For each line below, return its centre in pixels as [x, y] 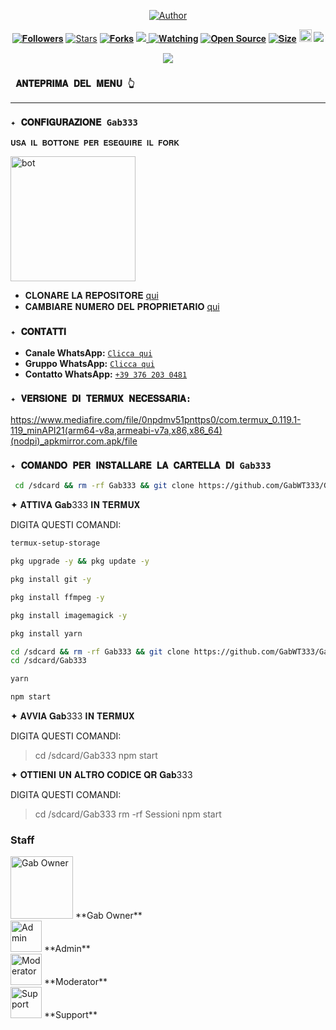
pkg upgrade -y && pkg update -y [80, 561]
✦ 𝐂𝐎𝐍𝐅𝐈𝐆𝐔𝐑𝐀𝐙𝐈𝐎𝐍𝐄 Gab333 [74, 123]
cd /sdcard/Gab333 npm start [96, 756]
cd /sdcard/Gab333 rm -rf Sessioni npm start [128, 814]
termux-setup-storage [55, 543]
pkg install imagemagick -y [69, 615]
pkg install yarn [46, 633]
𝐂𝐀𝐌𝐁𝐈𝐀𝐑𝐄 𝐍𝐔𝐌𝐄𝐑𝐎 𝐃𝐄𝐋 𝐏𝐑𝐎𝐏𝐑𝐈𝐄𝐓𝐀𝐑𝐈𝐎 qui [122, 306]
